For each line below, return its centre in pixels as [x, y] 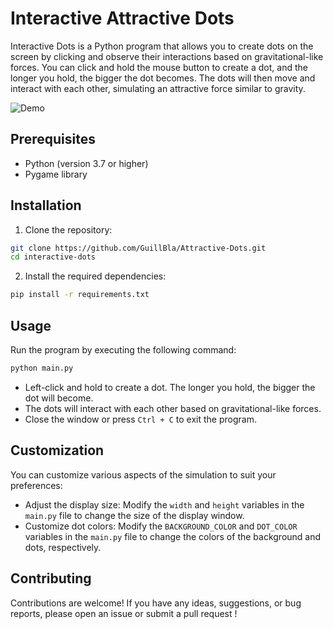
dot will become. [59, 398]
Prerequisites [53, 139]
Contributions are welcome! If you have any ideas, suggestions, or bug [156, 603]
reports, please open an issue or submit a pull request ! [124, 613]
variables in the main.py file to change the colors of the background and [173, 536]
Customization [57, 450]
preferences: [36, 485]
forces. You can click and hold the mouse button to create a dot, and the [159, 67]
